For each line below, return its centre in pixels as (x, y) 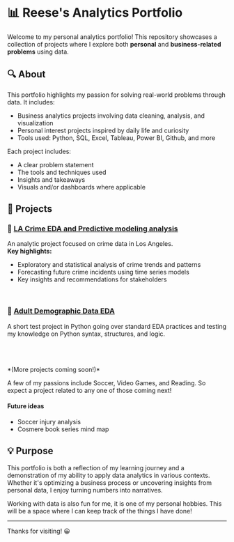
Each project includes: (39, 151)
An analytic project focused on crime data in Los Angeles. (90, 244)
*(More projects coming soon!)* (54, 369)
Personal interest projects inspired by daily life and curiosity (103, 130)
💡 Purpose (30, 451)
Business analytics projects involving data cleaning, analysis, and (111, 116)
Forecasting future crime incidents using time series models (103, 272)
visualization (35, 123)
